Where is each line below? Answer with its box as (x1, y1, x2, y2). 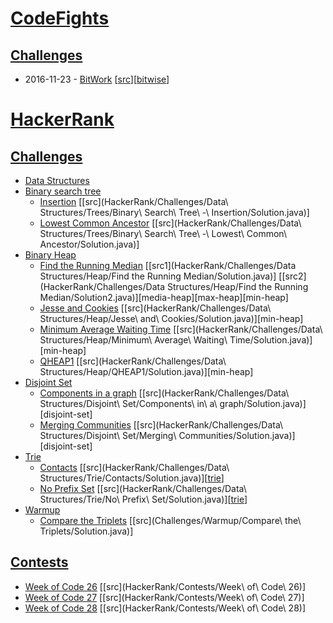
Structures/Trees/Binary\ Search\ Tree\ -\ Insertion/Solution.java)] (39, 207, 310, 218)
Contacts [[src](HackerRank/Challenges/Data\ (39, 462, 230, 473)
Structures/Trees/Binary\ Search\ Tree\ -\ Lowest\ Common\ (39, 228, 287, 239)
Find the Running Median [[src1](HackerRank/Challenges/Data (39, 260, 297, 271)
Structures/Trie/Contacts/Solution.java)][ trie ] (39, 472, 225, 484)
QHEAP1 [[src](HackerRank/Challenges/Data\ (39, 355, 227, 367)
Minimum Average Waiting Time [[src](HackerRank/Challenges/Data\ (39, 323, 323, 335)
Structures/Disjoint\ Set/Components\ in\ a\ (39, 398, 218, 409)
